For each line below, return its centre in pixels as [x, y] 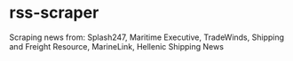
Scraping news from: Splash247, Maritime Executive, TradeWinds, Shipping [147, 37]
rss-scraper [54, 13]
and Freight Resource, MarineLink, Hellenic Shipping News [117, 46]
